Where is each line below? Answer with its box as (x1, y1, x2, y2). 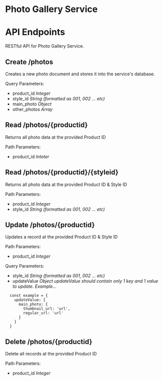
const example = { (9, 293, 48, 298)
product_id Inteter (12, 153, 49, 159)
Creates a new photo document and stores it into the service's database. (5, 71, 155, 77)
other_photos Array (12, 106, 53, 112)
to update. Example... (12, 283, 56, 289)
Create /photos (5, 58, 53, 66)
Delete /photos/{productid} (5, 337, 92, 346)
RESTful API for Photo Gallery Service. (5, 43, 84, 49)
